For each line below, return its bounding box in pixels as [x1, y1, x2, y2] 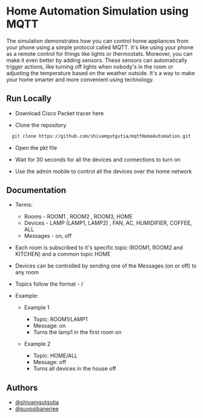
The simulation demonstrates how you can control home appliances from [6, 37, 189, 44]
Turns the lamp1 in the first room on [33, 329, 122, 336]
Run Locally [6, 93, 52, 104]
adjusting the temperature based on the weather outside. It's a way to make [6, 69, 195, 76]
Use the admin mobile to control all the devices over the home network [15, 167, 192, 175]
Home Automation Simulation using [6, 4, 189, 18]
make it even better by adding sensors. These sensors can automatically [6, 56, 188, 64]
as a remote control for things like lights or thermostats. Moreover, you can [6, 50, 193, 57]
